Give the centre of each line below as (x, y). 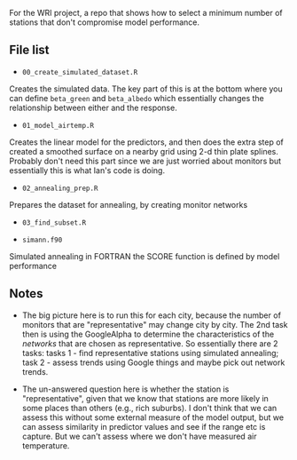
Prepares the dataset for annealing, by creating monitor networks (129, 204)
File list (30, 50)
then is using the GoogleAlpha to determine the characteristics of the (148, 334)
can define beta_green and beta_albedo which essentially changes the (137, 98)
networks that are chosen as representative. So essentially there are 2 (150, 343)
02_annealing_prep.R (60, 188)
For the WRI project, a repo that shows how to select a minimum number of (146, 13)
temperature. (46, 445)
